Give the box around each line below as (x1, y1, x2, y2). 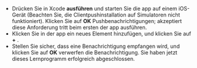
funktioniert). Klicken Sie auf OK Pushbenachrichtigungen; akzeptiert (11, 18, 182, 24)
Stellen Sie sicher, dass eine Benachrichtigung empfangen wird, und (11, 43, 180, 50)
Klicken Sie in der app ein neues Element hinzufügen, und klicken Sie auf (11, 30, 192, 37)
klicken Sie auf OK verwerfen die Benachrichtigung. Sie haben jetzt (11, 49, 178, 56)
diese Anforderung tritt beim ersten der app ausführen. (11, 24, 147, 31)
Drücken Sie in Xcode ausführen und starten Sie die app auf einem (11, 5, 177, 12)
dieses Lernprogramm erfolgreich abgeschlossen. (11, 56, 136, 62)
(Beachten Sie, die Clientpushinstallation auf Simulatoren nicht (27, 11, 180, 18)
